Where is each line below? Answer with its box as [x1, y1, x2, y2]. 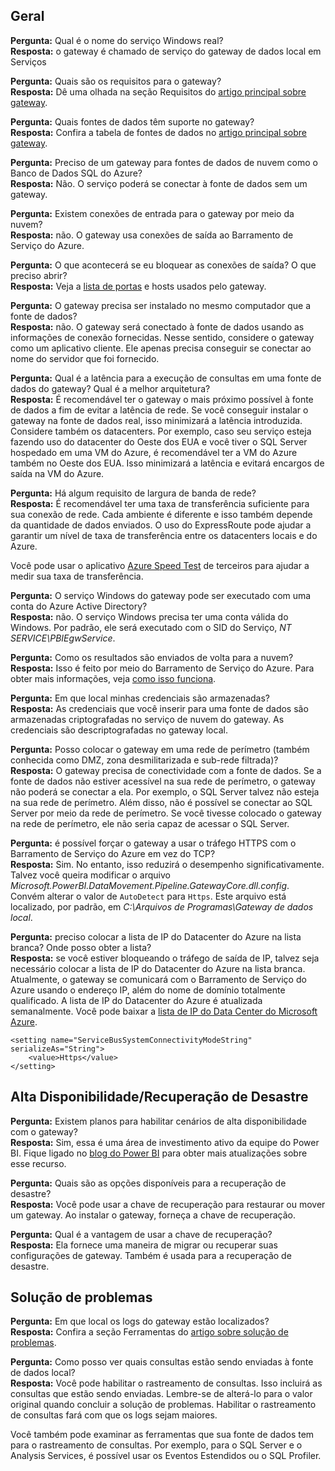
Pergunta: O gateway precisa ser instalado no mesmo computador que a [10, 299, 312, 311]
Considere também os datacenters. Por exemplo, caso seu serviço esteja [10, 425, 312, 437]
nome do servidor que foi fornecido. [10, 352, 160, 364]
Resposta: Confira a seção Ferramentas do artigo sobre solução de [10, 1326, 289, 1338]
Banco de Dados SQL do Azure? [10, 167, 143, 179]
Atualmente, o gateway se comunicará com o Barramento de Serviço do [10, 973, 307, 985]
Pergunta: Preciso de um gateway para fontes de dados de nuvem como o [10, 156, 318, 168]
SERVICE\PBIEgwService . [10, 632, 116, 644]
